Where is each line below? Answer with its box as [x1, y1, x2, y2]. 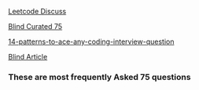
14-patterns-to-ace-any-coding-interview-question [8, 37, 175, 46]
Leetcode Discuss [8, 7, 67, 16]
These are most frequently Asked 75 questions [8, 71, 191, 82]
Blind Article [8, 52, 48, 61]
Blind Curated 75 [8, 22, 63, 31]
